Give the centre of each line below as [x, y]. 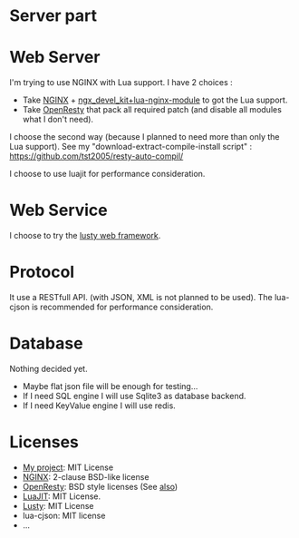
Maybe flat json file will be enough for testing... [110, 386]
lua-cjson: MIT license [64, 515]
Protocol [42, 272]
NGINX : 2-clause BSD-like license [86, 476]
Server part [53, 16]
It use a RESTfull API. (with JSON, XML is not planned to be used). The [141, 297]
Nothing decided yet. [48, 368]
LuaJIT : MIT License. [62, 496]
